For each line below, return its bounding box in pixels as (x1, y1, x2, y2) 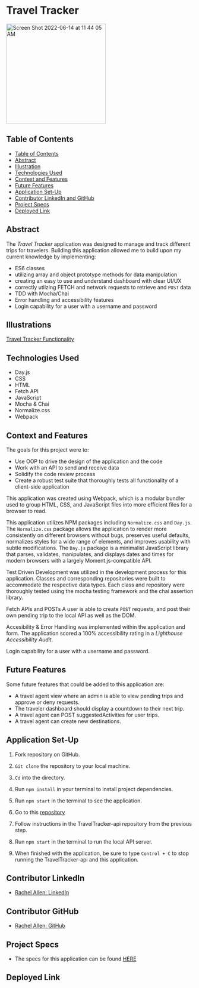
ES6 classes (14, 264, 45, 271)
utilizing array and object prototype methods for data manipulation (14, 271, 178, 278)
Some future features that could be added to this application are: (6, 681, 165, 688)
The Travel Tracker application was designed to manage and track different (6, 240, 191, 248)
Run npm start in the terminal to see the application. (14, 797, 143, 804)
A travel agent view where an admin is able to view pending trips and (14, 692, 184, 699)
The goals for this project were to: (6, 446, 89, 453)
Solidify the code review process (14, 471, 96, 477)
